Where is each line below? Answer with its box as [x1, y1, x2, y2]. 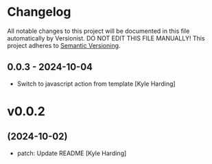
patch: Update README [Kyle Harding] [16, 149, 127, 157]
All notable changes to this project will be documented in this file [7, 27, 190, 35]
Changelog [7, 4, 71, 20]
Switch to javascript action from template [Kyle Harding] [16, 80, 176, 88]
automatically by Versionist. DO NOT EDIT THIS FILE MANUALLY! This [7, 34, 205, 42]
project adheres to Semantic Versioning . [7, 41, 121, 49]
